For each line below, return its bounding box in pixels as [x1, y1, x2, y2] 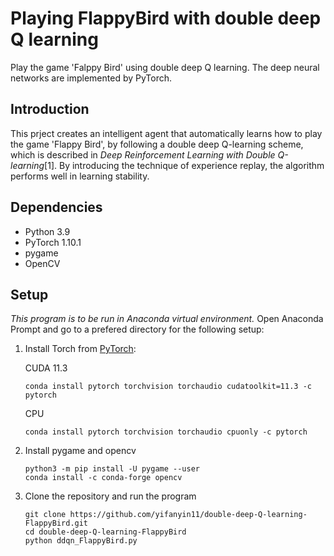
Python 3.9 [24, 225, 71, 237]
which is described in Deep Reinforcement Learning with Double [10, 148, 276, 161]
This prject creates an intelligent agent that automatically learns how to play [10, 127, 323, 139]
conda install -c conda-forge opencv [24, 473, 183, 483]
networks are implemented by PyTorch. [10, 72, 173, 84]
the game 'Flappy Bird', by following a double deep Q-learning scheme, [10, 138, 304, 150]
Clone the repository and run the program [24, 490, 197, 502]
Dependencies [10, 199, 103, 216]
